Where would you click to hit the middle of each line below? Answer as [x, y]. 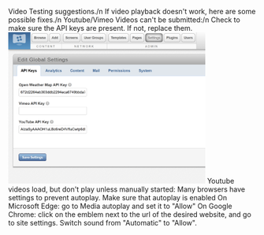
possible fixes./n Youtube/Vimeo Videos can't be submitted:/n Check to [124, 20]
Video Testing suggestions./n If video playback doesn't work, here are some [132, 11]
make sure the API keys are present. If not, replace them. [100, 28]
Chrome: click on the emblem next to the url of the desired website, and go [130, 214]
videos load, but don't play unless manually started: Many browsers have [127, 189]
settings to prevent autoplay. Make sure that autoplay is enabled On [117, 197]
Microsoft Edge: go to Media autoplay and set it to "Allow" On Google [120, 206]
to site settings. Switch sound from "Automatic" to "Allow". [102, 222]
